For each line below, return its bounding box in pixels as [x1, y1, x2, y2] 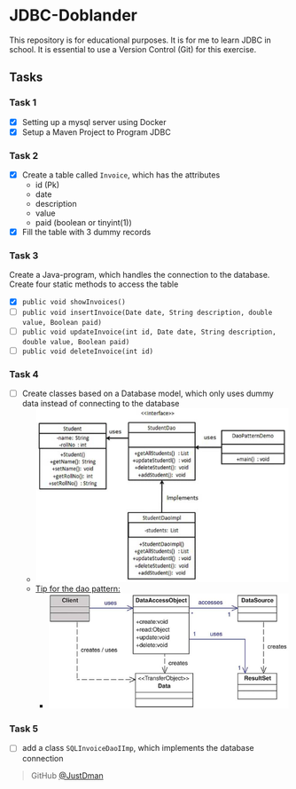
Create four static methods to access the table [9, 279, 179, 289]
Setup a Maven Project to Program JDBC [21, 126, 171, 138]
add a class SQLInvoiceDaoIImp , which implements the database [21, 743, 254, 753]
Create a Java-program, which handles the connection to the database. [9, 270, 270, 280]
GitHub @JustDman [30, 769, 104, 781]
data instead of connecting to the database [21, 398, 180, 409]
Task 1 [9, 97, 37, 109]
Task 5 [9, 722, 38, 735]
